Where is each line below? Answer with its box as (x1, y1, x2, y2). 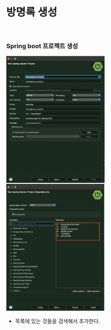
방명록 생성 (6, 5, 58, 19)
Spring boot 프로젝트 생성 (6, 41, 79, 50)
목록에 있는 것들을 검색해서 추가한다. (14, 317, 100, 325)
